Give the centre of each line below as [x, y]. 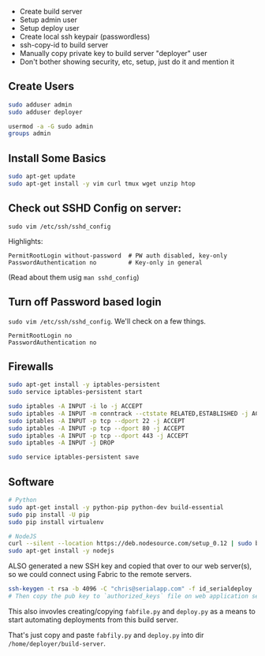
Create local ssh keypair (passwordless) [85, 36]
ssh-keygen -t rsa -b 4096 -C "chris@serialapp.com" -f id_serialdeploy [130, 589]
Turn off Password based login [85, 302]
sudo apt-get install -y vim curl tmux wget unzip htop [102, 184]
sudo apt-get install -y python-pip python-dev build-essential [116, 507]
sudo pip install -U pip [49, 515]
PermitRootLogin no [40, 335]
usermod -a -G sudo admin [50, 126]
